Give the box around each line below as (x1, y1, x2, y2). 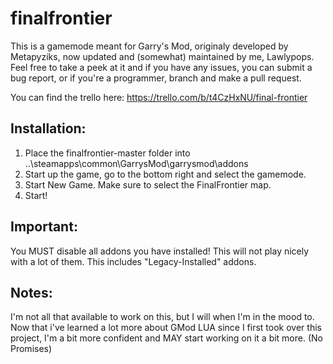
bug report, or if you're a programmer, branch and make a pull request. (10, 72, 302, 84)
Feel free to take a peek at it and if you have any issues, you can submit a (10, 61, 313, 73)
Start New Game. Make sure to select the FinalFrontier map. (24, 178, 272, 191)
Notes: (10, 284, 53, 301)
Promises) (10, 343, 53, 355)
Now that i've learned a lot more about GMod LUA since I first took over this (10, 322, 322, 334)
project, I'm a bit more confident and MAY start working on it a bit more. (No (10, 332, 323, 344)
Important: (10, 218, 78, 236)
